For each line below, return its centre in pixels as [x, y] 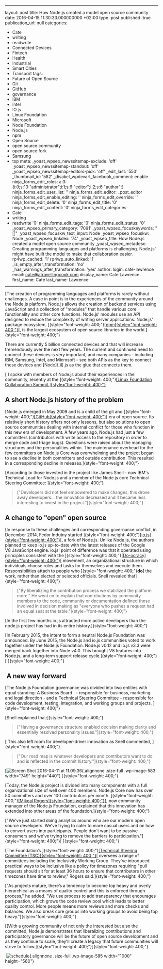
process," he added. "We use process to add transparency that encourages [81, 896]
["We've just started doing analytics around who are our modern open [75, 821]
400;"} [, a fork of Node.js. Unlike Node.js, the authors [100, 540]
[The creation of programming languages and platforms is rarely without [77, 294]
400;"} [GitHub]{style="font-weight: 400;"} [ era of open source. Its [88, 417]
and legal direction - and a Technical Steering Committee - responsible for [79, 698]
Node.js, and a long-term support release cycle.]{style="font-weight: [74, 656]
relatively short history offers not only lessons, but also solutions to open [78, 422]
